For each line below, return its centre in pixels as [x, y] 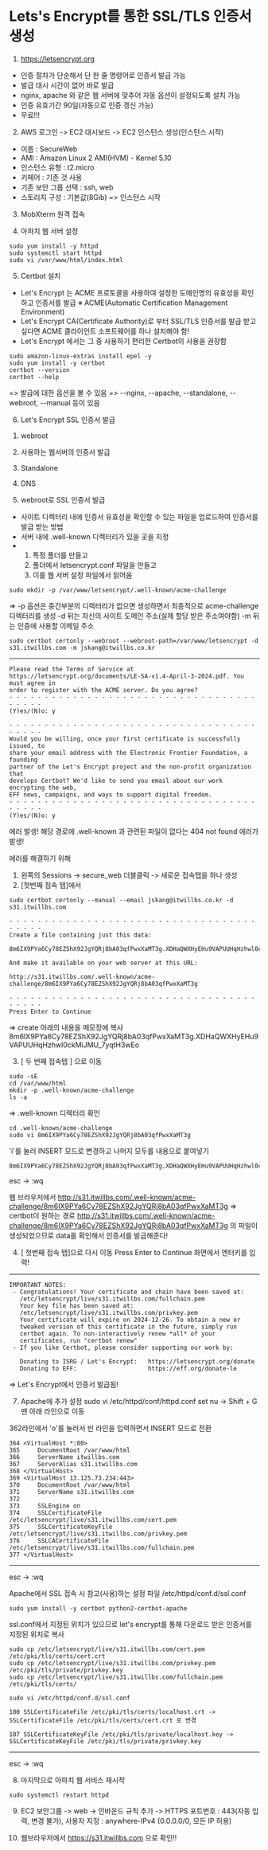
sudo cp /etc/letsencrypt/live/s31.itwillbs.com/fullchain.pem [116, 1677]
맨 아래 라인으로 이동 [52, 1411]
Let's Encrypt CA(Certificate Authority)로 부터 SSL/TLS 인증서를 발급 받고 [138, 321]
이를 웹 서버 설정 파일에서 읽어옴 [82, 575]
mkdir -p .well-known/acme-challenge [72, 1090]
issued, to [27, 745]
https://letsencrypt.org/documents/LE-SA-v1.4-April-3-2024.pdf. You [127, 676]
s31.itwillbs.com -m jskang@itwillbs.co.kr [82, 647]
